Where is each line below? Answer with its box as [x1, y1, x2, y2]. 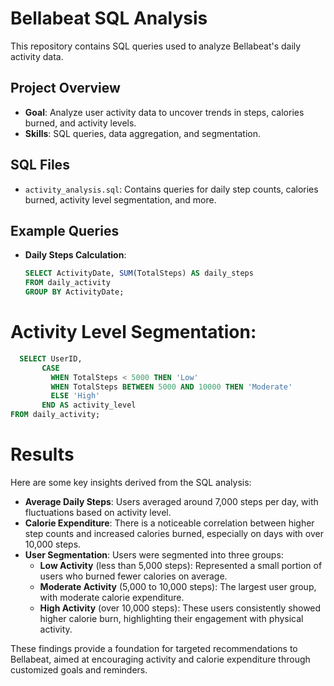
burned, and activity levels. [24, 117, 137, 129]
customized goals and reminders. [10, 664, 148, 676]
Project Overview [10, 80, 121, 97]
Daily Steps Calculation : [24, 249, 127, 261]
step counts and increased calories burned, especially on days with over [24, 528, 324, 539]
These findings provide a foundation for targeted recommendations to [10, 643, 298, 654]
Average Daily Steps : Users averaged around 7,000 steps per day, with [24, 496, 319, 507]
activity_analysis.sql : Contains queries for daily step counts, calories [24, 183, 319, 195]
